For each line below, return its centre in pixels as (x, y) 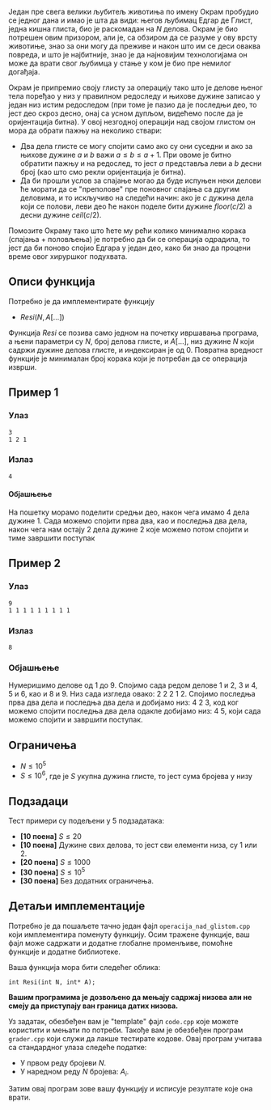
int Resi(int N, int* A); (52, 982)
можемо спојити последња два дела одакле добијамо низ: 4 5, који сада (135, 711)
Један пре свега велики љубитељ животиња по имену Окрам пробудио (133, 12)
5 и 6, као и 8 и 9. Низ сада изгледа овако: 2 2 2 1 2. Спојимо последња (132, 694)
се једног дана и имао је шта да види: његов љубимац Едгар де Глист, (131, 20)
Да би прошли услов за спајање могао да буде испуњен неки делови (140, 180)
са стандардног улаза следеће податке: (78, 1047)
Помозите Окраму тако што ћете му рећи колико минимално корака (127, 231)
